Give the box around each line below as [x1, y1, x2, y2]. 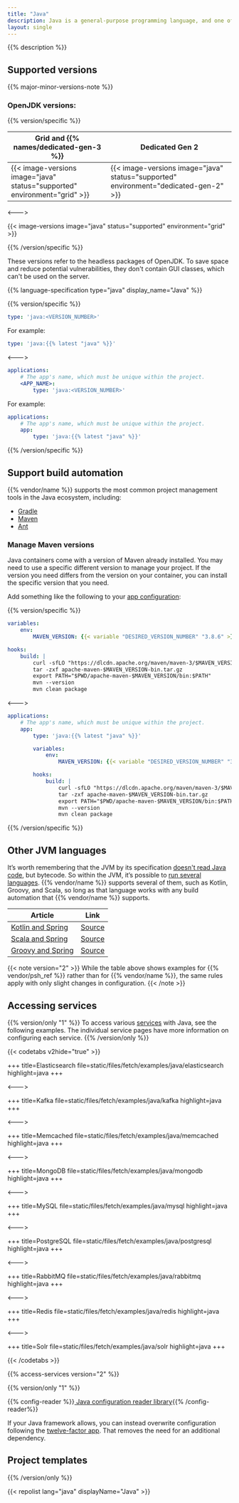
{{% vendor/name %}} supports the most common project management [7, 485, 218, 495]
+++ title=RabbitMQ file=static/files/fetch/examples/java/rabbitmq [7, 1272, 201, 1280]
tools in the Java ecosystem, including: [7, 493, 122, 502]
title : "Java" [7, 10, 50, 18]
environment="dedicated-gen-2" [110, 181, 224, 191]
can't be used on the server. [7, 272, 90, 281]
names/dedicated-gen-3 [13, 142, 102, 152]
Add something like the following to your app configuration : [7, 592, 181, 601]
